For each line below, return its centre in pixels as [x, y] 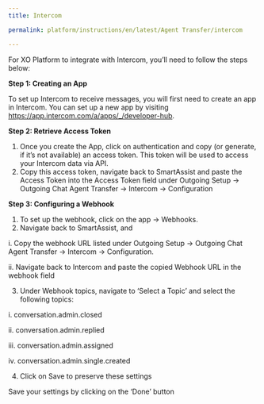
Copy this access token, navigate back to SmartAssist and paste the [131, 171]
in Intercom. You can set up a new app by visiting [88, 107]
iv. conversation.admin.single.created [69, 360]
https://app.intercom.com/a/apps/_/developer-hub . [92, 115]
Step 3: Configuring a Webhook [61, 204]
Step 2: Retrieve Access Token [60, 131]
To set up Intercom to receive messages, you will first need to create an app [132, 98]
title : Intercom [35, 15]
